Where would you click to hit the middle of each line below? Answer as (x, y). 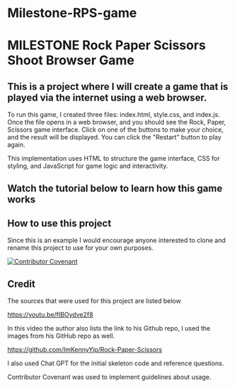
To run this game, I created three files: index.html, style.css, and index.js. (114, 115)
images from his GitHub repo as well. (61, 336)
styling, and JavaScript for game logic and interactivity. (88, 166)
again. (17, 145)
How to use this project (59, 223)
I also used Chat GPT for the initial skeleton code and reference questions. (116, 363)
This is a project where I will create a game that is (118, 86)
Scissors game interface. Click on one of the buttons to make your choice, (116, 130)
